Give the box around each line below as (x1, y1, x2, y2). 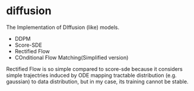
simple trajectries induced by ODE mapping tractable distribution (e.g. (6, 71, 177, 79)
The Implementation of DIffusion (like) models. (6, 24, 120, 31)
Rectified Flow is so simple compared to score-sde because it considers (6, 65, 183, 72)
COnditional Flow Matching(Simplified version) (14, 54, 129, 61)
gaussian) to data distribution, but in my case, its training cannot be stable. (6, 78, 189, 85)
